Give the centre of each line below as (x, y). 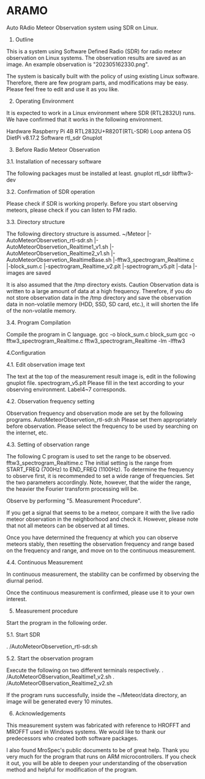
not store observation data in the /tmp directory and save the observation (99, 297)
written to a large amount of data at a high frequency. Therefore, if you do (99, 291)
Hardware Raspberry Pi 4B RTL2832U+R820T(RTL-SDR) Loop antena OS (99, 131)
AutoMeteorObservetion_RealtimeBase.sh (59, 259)
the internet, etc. (27, 433)
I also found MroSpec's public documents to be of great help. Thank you (98, 750)
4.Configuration (26, 352)
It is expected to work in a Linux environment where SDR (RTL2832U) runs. (101, 113)
